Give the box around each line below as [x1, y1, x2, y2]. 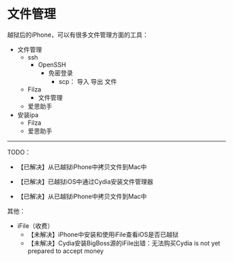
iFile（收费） [17, 221, 54, 229]
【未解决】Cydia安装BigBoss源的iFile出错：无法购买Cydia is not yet [27, 238, 221, 247]
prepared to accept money [27, 247, 104, 255]
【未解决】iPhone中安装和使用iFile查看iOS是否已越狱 [27, 230, 179, 238]
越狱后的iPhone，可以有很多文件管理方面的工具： [7, 30, 149, 39]
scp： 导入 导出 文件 [58, 77, 117, 85]
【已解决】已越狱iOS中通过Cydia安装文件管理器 [17, 177, 154, 186]
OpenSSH [37, 60, 67, 69]
